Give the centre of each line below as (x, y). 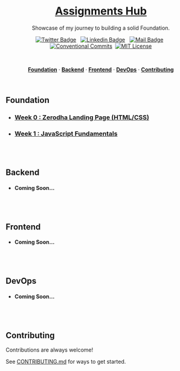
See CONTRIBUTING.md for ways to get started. (66, 362)
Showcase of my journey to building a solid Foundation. (101, 28)
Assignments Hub (101, 11)
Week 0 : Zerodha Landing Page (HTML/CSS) (82, 117)
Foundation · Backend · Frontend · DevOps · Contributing (101, 69)
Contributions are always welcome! (50, 350)
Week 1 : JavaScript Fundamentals (66, 134)
